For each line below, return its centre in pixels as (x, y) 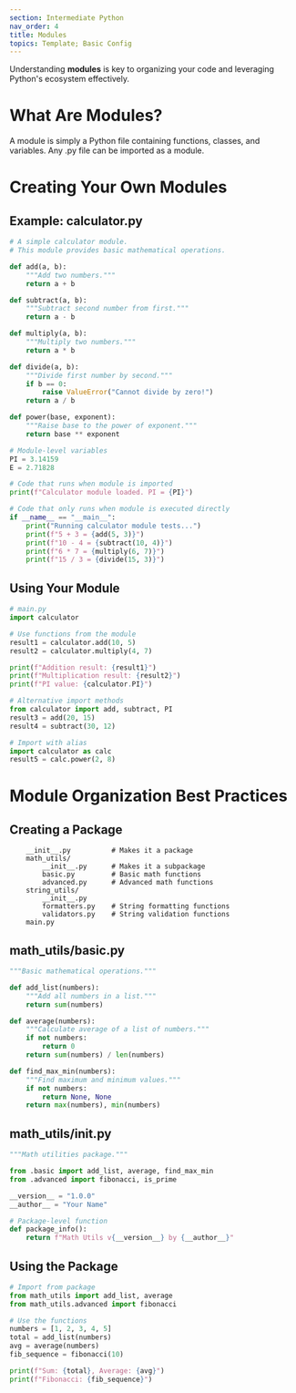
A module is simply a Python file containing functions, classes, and (135, 141)
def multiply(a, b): (49, 333)
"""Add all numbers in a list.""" (91, 996)
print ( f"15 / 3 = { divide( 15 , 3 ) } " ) (96, 560)
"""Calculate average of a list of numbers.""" (117, 1029)
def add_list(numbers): (55, 988)
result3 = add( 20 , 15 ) (52, 717)
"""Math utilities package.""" (69, 1155)
